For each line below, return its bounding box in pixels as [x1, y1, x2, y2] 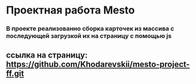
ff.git [6, 68, 25, 78]
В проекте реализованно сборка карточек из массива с [6, 25, 174, 33]
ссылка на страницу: [6, 50, 88, 60]
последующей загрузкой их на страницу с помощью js [6, 32, 172, 40]
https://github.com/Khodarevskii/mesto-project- [6, 59, 190, 69]
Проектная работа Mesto [6, 4, 135, 17]
